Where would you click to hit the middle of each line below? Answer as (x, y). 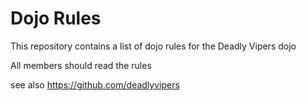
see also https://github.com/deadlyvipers (95, 84)
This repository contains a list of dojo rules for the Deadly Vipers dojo (153, 46)
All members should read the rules (81, 65)
